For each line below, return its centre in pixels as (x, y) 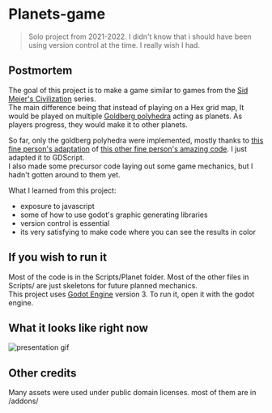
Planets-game (57, 14)
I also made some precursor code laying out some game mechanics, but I (131, 166)
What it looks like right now (78, 328)
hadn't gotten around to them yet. (64, 174)
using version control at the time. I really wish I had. (114, 45)
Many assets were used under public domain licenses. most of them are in (132, 393)
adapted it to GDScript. (47, 157)
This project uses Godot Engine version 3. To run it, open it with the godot (132, 294)
